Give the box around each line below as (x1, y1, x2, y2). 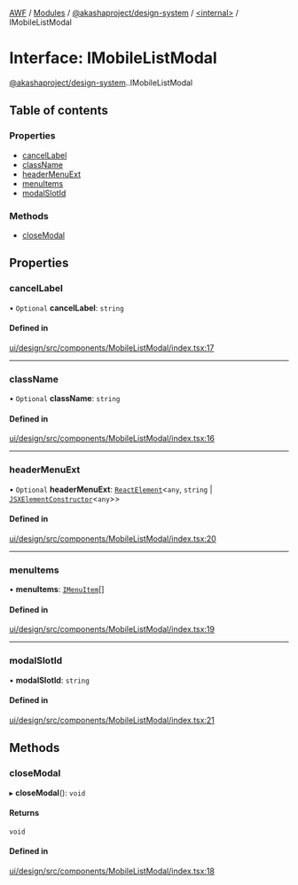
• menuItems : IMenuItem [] (9, 584, 105, 595)
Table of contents (9, 103, 108, 118)
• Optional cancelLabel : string (9, 302, 124, 313)
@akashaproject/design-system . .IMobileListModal (9, 77, 193, 88)
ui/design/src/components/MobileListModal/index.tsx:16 (9, 433, 216, 444)
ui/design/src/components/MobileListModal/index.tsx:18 (9, 865, 216, 876)
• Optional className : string (9, 393, 121, 404)
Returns (9, 808, 40, 818)
